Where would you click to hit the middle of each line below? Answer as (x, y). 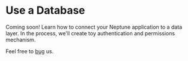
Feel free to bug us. (30, 51)
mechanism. (21, 39)
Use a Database (46, 10)
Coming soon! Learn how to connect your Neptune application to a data (94, 27)
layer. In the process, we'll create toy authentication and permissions (90, 33)
